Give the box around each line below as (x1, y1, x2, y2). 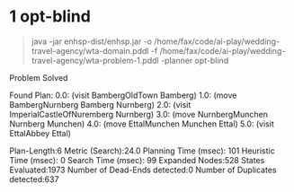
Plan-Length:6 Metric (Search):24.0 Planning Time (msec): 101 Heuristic (9, 145, 276, 156)
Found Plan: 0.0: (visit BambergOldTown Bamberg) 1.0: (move (9, 90, 237, 100)
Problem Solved (9, 72, 68, 83)
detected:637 (9, 173, 59, 185)
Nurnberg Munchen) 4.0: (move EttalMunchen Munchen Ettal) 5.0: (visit (9, 118, 274, 129)
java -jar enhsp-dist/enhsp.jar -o (31, 36, 153, 47)
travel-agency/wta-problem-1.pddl (31, 55, 159, 65)
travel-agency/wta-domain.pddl (31, 45, 149, 56)
